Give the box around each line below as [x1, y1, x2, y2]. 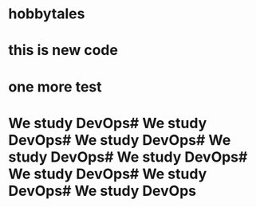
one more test [8, 77, 102, 96]
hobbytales [8, 5, 85, 23]
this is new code [8, 41, 118, 60]
